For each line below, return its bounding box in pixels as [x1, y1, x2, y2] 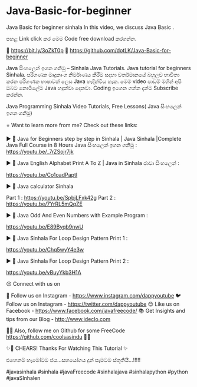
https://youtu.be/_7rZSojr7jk [6, 148, 74, 155]
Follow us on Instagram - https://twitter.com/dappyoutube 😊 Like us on [6, 300, 180, 307]
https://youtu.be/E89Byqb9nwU [6, 223, 84, 230]
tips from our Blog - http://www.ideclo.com [6, 315, 111, 322]
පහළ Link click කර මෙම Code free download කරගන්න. [6, 35, 137, 42]
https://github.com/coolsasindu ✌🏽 [6, 333, 91, 340]
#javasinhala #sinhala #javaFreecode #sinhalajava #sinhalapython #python [6, 368, 188, 375]
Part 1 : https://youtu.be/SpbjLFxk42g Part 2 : [6, 194, 116, 201]
